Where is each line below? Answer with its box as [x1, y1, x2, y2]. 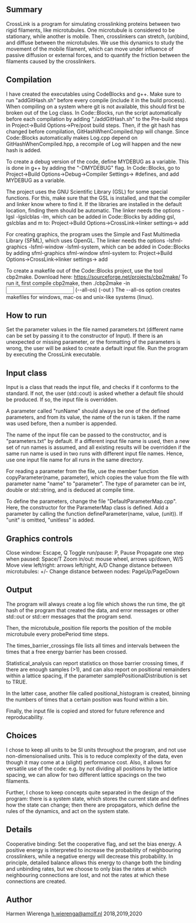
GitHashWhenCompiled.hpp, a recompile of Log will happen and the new [6, 140, 181, 147]
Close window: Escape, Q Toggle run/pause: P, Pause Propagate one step [6, 549, 184, 556]
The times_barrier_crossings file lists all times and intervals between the [6, 642, 180, 649]
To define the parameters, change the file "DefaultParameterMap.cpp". [6, 498, 177, 505]
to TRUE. [6, 678, 27, 685]
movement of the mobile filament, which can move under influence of [6, 45, 174, 52]
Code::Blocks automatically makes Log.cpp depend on [6, 134, 138, 141]
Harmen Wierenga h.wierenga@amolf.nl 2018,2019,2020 [6, 910, 142, 917]
